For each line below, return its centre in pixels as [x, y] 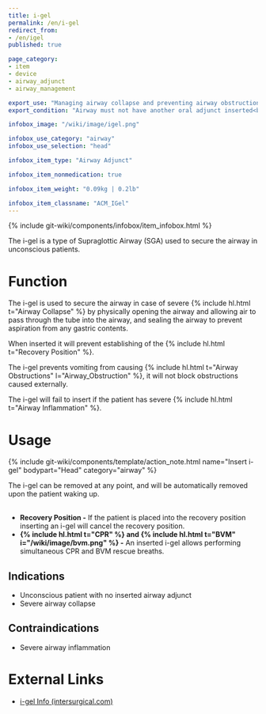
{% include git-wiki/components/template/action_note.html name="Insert [127, 462]
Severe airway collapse [58, 604]
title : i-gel [30, 15]
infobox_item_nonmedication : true [65, 175]
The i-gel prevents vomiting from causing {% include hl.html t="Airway [123, 368]
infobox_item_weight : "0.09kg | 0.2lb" [74, 189]
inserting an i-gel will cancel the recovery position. [102, 526]
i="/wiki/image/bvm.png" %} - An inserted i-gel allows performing [130, 543]
